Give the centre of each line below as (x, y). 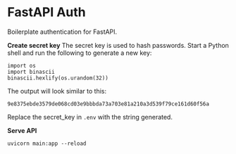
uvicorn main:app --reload (47, 143)
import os (22, 65)
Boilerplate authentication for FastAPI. (62, 32)
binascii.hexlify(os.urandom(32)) (58, 78)
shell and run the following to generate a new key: (80, 53)
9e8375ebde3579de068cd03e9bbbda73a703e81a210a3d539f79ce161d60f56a (108, 104)
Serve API (22, 130)
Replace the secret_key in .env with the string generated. (90, 117)
